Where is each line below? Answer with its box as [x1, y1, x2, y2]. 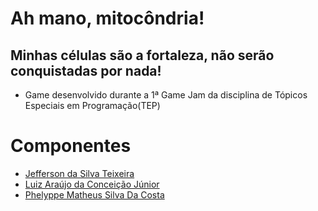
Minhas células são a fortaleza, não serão [10, 47, 275, 64]
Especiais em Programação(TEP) [24, 100, 161, 111]
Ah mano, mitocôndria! [10, 7, 205, 30]
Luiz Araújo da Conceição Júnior [24, 178, 160, 190]
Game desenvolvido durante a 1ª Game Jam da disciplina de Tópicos [24, 89, 308, 101]
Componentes [10, 135, 132, 157]
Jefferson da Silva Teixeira [24, 167, 135, 179]
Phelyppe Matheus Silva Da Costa [24, 188, 165, 201]
